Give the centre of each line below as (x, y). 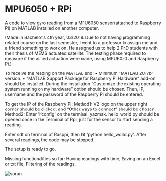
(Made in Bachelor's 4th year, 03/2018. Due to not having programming (78, 37)
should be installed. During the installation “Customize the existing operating (83, 84)
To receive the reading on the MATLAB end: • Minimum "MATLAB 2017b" (80, 73)
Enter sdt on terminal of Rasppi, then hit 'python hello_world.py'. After (76, 134)
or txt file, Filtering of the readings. (41, 164)
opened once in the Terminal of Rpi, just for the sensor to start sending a (79, 119)
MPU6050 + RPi (38, 9)
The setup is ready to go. (31, 149)
